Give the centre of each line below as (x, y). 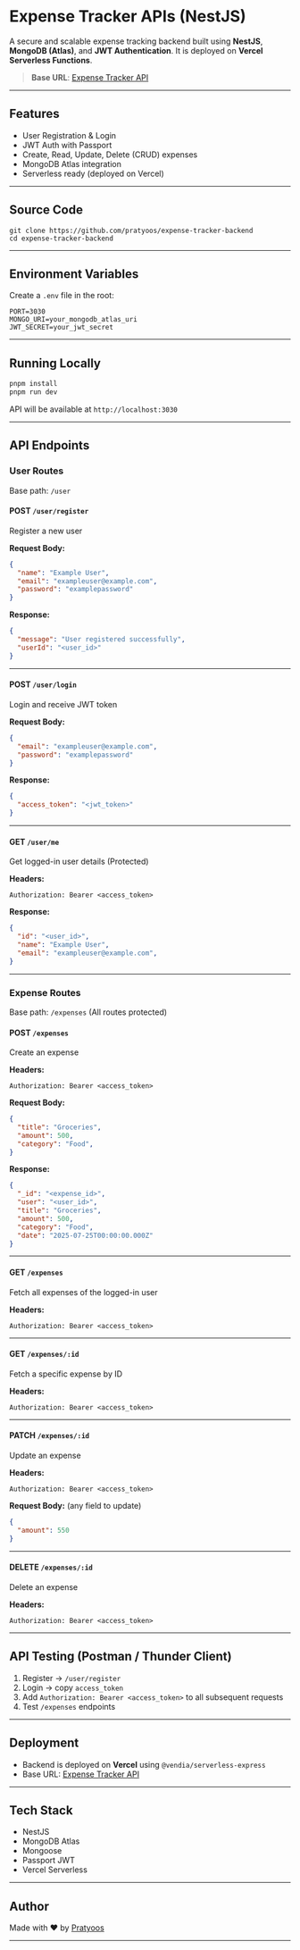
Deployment (44, 1743)
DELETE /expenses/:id (51, 1567)
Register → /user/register (71, 1678)
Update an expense (46, 1456)
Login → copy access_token (72, 1687)
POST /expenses (39, 1033)
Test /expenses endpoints (69, 1706)
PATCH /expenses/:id (50, 1435)
